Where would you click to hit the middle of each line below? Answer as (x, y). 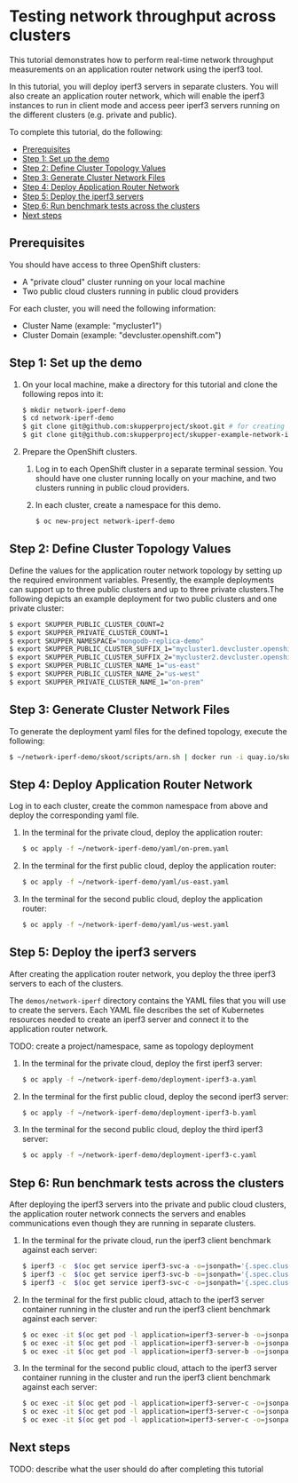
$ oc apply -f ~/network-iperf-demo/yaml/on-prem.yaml (125, 849)
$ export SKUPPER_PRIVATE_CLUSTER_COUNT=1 (89, 632)
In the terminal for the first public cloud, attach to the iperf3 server (143, 1299)
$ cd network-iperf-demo (68, 418)
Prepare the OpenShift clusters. (79, 452)
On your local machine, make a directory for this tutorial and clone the (149, 385)
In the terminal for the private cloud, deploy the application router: (142, 833)
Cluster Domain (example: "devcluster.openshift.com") (122, 335)
